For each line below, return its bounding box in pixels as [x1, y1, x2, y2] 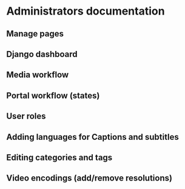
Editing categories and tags [6, 152, 113, 162]
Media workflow [6, 70, 69, 80]
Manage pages [6, 29, 64, 39]
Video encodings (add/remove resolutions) [6, 173, 173, 184]
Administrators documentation [6, 4, 165, 18]
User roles [6, 111, 47, 122]
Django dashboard [6, 49, 78, 59]
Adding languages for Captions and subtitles [6, 132, 179, 142]
